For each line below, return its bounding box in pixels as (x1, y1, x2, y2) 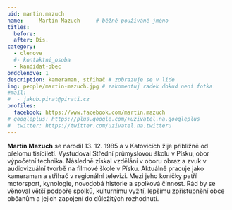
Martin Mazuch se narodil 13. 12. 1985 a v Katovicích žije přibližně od (7, 141, 209, 150)
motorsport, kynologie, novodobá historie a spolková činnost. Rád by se (7, 179, 216, 187)
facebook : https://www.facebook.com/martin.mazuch (13, 109, 166, 116)
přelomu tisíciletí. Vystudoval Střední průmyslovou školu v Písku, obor (7, 149, 210, 158)
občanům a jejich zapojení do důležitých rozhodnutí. (7, 194, 159, 202)
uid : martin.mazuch (7, 10, 65, 18)
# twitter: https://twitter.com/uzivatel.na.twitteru (7, 122, 172, 129)
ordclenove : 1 (7, 69, 49, 76)
